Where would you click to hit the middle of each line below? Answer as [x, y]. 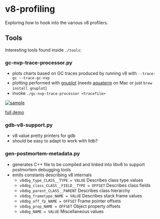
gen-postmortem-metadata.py [43, 154]
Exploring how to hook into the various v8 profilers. [57, 23]
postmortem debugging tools [41, 169]
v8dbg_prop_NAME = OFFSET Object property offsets [70, 206]
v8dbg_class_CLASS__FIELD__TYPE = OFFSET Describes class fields [85, 185]
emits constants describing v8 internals [52, 175]
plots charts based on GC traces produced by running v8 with [74, 73]
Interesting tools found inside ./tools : [43, 50]
